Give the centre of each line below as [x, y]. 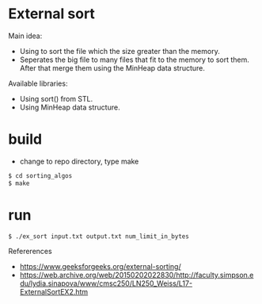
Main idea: [25, 36]
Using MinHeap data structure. [70, 107]
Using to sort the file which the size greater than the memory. [120, 51]
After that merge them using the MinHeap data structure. [112, 67]
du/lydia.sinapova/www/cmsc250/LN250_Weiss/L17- [106, 283]
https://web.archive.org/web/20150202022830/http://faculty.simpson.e [137, 275]
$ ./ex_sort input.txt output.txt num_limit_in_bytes [99, 236]
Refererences [30, 252]
